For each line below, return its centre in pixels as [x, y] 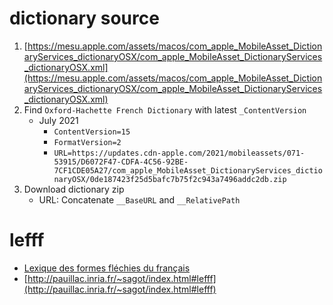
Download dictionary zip [74, 189]
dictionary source [84, 18]
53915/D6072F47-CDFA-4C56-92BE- [121, 162]
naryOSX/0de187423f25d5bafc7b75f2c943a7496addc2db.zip [170, 179]
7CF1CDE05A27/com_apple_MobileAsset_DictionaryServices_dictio [188, 170]
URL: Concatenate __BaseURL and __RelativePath [139, 199]
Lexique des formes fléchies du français [107, 268]
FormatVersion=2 [87, 142]
